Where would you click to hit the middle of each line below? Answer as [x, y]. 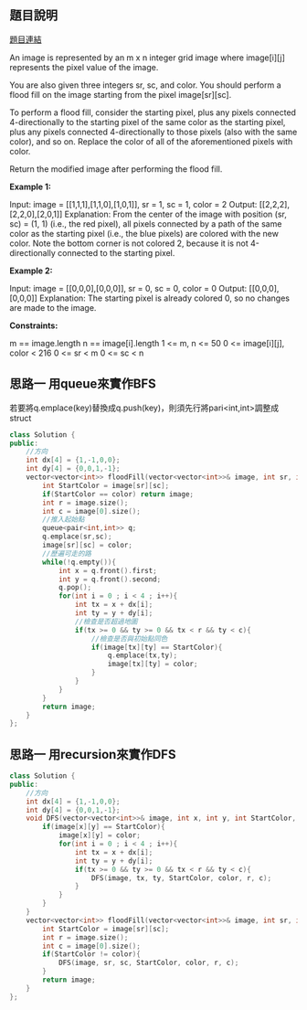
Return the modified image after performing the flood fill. [116, 169]
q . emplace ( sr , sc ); [77, 537]
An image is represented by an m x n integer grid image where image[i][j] [148, 58]
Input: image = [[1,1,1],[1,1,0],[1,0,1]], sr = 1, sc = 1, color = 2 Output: [133, 204]
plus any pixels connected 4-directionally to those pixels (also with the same [153, 132]
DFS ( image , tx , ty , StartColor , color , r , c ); [181, 878]
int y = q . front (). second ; [110, 579]
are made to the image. [53, 307]
